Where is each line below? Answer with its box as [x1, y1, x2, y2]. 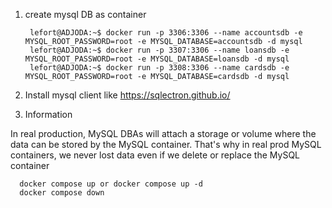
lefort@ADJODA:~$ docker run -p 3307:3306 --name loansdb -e [29, 45, 290, 55]
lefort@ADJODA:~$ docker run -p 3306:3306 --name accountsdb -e [29, 28, 303, 38]
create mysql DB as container [24, 9, 147, 20]
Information [24, 109, 73, 120]
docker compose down [19, 188, 105, 198]
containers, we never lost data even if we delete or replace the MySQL [10, 149, 300, 161]
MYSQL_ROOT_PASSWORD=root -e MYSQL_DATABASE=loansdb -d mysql [24, 54, 290, 64]
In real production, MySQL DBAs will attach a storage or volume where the [10, 128, 317, 139]
